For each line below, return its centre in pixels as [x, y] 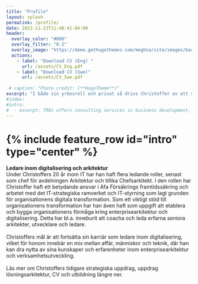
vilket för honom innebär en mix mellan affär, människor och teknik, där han [98, 243]
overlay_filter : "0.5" [39, 45]
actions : [22, 55]
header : [16, 34]
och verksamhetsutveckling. [40, 256]
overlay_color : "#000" [39, 39]
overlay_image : [30, 50]
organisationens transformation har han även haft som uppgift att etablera [96, 206]
